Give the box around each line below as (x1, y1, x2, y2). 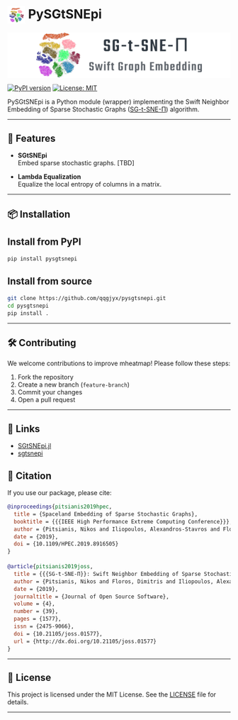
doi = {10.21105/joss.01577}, (13, 630, 103, 637)
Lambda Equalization (17, 172, 81, 181)
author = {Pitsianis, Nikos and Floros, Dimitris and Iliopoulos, (13, 577, 214, 585)
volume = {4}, (13, 600, 55, 608)
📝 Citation (7, 470, 52, 482)
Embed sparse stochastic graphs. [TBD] (17, 159, 135, 167)
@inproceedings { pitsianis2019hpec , (7, 503, 113, 511)
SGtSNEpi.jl (17, 442, 52, 450)
